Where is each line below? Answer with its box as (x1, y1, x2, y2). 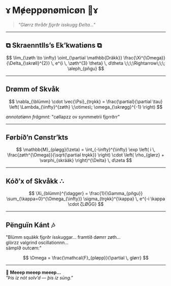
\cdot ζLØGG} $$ (67, 201, 104, 207)
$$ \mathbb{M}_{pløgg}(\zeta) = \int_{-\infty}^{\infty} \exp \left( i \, (16, 146, 156, 153)
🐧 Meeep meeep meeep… (6, 269, 61, 275)
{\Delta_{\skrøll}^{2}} (6, 60, 50, 66)
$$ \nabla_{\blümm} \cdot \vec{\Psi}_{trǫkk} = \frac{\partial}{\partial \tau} (9, 98, 163, 105)
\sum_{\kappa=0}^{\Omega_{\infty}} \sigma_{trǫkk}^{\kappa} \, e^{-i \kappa (6, 196, 165, 202)
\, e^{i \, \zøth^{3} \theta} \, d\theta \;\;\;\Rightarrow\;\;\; (51, 60, 165, 66)
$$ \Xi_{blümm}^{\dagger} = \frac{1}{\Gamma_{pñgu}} (28, 190, 143, 197)
